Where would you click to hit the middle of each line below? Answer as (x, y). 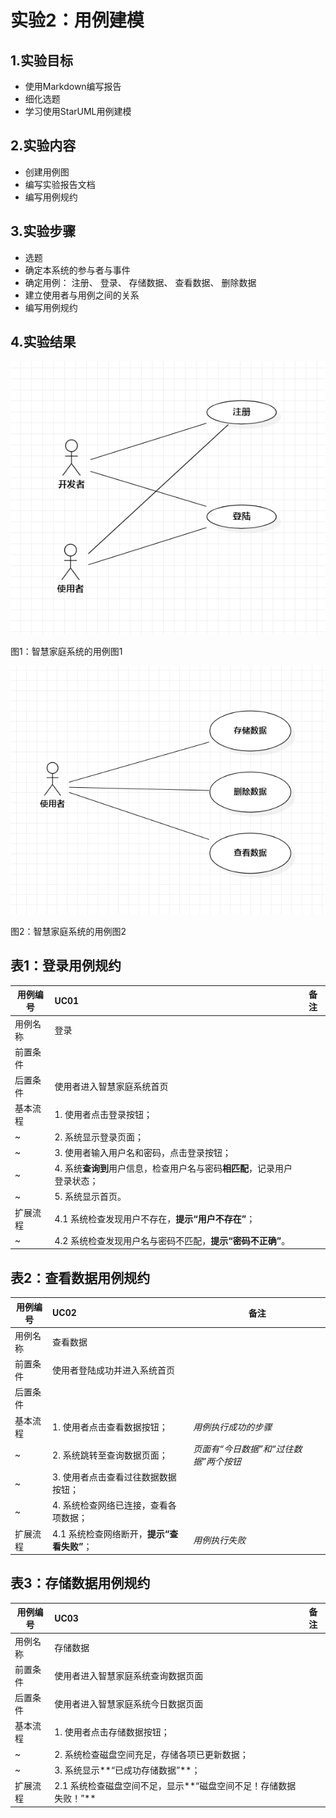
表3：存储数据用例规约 (80, 1583)
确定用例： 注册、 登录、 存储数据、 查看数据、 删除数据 (140, 282)
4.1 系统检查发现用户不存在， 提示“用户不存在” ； (155, 1218)
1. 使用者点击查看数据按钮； (110, 1427)
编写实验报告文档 (60, 184)
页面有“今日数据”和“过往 (243, 1448)
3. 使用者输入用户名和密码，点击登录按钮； (143, 1152)
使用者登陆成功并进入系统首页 (114, 1370)
